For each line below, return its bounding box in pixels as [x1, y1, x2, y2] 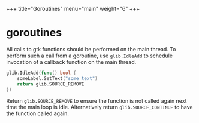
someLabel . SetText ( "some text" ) [17, 75, 98, 81]
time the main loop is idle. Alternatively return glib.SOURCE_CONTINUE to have [6, 104, 193, 111]
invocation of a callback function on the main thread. [6, 58, 137, 65]
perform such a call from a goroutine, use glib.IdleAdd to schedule [6, 52, 173, 59]
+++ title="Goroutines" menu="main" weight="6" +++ [6, 5, 140, 12]
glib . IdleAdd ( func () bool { [6, 70, 77, 76]
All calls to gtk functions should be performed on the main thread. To [6, 45, 176, 53]
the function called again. [6, 110, 69, 117]
